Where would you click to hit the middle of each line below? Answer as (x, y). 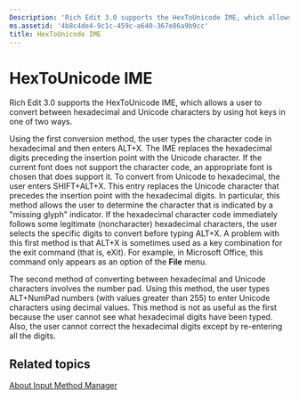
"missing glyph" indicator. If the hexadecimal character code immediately (144, 215)
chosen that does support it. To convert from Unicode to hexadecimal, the (145, 177)
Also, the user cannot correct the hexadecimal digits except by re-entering (146, 327)
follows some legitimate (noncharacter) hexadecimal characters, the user (143, 224)
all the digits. (32, 336)
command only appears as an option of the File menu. (108, 262)
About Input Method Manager (64, 386)
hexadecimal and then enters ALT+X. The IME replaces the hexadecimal (141, 149)
